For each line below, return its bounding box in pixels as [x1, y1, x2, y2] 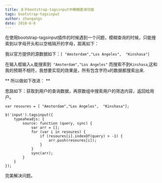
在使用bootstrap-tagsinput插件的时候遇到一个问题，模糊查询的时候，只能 [5, 35, 152, 40]
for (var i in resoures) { [31, 129, 86, 134]
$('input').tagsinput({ [5, 112, 54, 117]
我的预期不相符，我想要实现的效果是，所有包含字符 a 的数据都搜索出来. [5, 68, 145, 73]
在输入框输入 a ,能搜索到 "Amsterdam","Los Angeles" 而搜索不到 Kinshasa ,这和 [5, 61, 158, 67]
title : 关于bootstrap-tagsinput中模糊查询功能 [5, 7, 95, 12]
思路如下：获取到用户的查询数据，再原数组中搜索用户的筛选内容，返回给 [5, 88, 150, 94]
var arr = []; [31, 125, 60, 130]
